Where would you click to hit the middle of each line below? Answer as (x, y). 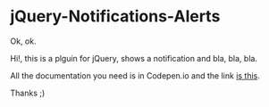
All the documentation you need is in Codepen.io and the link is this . (135, 75)
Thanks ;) (28, 93)
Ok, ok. (23, 41)
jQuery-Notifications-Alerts (115, 16)
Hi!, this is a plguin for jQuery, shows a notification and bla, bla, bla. (134, 58)
